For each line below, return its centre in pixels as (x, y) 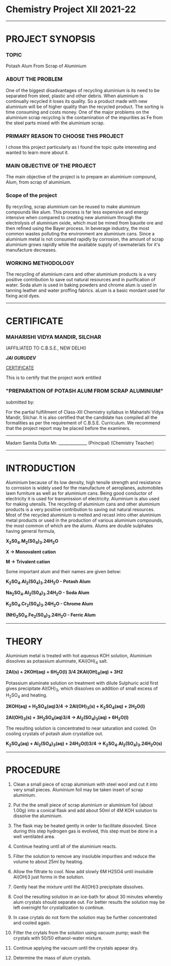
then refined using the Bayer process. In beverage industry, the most (78, 228)
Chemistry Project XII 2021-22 (71, 9)
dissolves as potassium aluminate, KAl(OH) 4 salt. (57, 662)
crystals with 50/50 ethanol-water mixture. (58, 938)
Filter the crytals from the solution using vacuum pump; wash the (81, 933)
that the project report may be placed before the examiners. (68, 428)
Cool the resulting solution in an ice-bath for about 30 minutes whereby (88, 897)
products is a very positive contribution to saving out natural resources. (80, 509)
